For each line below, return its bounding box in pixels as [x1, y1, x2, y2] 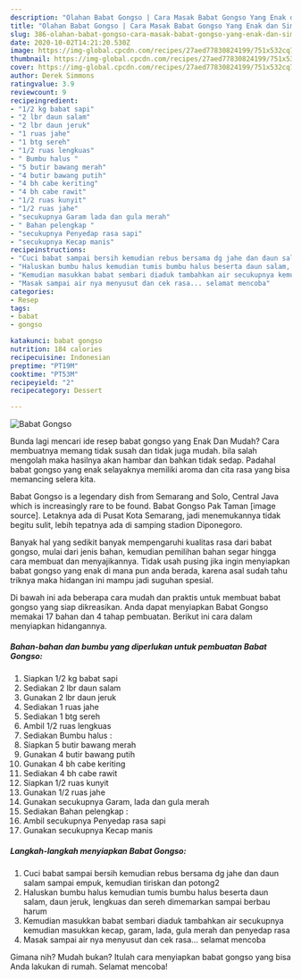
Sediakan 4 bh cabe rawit [22, 768, 118, 779]
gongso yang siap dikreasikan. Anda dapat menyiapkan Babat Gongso [10, 602, 269, 613]
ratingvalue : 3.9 [10, 79, 75, 88]
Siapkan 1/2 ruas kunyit [22, 778, 110, 789]
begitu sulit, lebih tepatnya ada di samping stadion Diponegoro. [10, 520, 243, 531]
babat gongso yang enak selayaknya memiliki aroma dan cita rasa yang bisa [10, 464, 290, 475]
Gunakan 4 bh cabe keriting [22, 758, 126, 769]
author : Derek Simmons [10, 71, 95, 80]
